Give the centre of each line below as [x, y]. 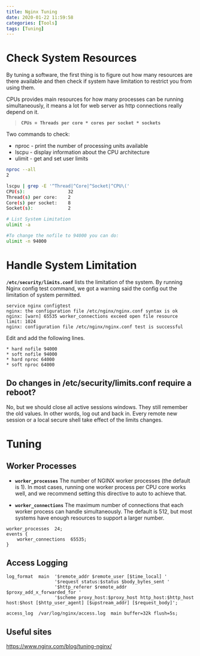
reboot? [21, 393]
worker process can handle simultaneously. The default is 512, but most [104, 511]
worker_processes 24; [34, 529]
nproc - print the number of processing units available [81, 146]
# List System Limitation [38, 219]
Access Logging [37, 563]
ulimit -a [19, 225]
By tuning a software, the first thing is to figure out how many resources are [99, 75]
